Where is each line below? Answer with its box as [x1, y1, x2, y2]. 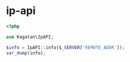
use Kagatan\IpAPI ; [6, 34, 54, 40]
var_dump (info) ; [6, 50, 46, 56]
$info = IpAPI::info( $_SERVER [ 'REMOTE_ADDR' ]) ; [6, 44, 125, 50]
